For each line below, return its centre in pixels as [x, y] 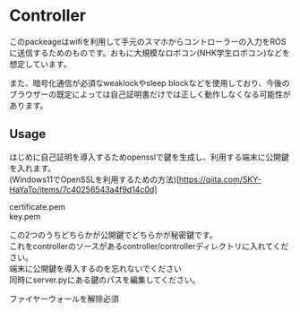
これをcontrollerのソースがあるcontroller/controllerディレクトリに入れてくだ [149, 246]
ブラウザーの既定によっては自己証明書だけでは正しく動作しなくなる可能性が [150, 94]
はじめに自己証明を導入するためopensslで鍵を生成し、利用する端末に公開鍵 [149, 157]
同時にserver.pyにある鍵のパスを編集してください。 [105, 280]
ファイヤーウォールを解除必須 [64, 299]
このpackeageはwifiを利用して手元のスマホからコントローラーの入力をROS [148, 41]
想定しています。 [40, 64]
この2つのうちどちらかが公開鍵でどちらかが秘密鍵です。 [113, 235]
